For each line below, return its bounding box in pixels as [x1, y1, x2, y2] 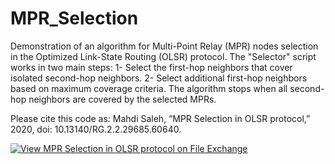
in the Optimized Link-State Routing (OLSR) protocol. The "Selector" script [10, 50, 317, 62]
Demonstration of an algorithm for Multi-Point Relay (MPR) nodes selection [10, 40, 319, 52]
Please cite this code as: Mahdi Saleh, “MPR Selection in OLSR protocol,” [10, 112, 311, 124]
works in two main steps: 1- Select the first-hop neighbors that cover [10, 61, 293, 73]
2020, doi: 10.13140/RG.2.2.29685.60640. [10, 123, 182, 135]
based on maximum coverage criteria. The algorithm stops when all [10, 82, 288, 94]
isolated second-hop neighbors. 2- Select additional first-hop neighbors [10, 72, 308, 84]
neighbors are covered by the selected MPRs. [28, 93, 217, 105]
